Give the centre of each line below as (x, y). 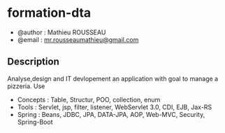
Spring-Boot (35, 122)
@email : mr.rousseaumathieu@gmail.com (78, 39)
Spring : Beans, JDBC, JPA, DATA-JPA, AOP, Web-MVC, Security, (111, 114)
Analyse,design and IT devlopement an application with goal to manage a (113, 78)
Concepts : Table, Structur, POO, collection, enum (89, 99)
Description (33, 62)
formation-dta (49, 13)
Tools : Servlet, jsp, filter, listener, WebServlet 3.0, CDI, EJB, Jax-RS (115, 107)
